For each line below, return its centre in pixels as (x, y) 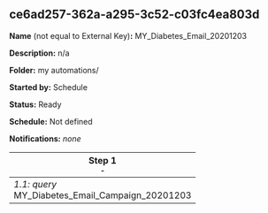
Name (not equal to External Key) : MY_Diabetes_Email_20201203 (128, 35)
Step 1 (102, 160)
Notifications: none (45, 138)
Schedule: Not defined (51, 121)
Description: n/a (39, 53)
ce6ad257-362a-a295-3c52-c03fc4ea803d (134, 15)
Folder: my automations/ (54, 70)
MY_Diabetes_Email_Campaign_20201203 (103, 195)
